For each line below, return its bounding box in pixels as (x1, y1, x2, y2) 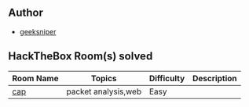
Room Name (12, 73, 59, 84)
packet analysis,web (66, 86, 142, 97)
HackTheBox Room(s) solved (8, 50, 153, 63)
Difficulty (148, 73, 185, 84)
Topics (90, 73, 117, 84)
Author (8, 6, 43, 20)
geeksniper (19, 27, 57, 36)
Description (192, 73, 237, 84)
